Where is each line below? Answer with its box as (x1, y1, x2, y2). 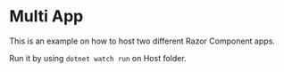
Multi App (9, 6, 84, 27)
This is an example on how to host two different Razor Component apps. (9, 36, 275, 46)
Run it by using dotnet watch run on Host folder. (9, 52, 187, 63)
